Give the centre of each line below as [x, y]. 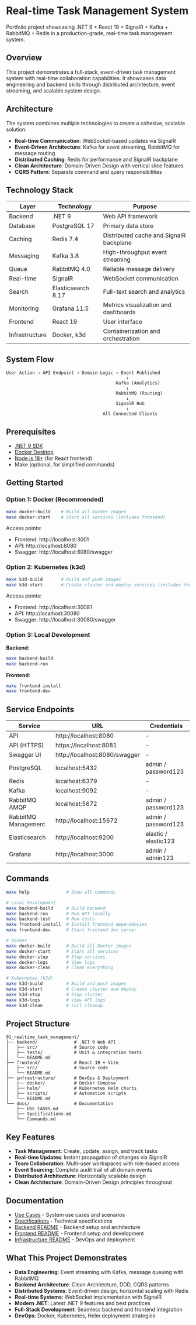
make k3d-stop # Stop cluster [55, 994]
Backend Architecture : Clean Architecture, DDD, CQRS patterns [92, 1284]
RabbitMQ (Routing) [139, 393]
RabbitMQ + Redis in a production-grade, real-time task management [89, 33]
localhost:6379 [76, 781]
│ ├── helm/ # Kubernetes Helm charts [71, 1089]
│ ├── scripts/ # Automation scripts [66, 1094]
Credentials [166, 726]
